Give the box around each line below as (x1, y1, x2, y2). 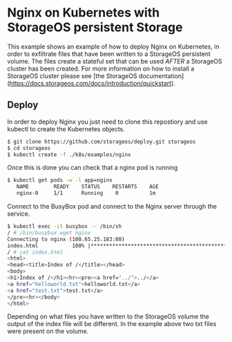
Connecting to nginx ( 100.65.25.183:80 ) (7, 236, 126, 243)
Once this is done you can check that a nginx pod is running (7, 164, 178, 172)
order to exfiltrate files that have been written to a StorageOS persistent (7, 50, 211, 58)
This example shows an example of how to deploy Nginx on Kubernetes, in (7, 42, 220, 50)
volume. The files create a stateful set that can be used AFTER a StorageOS (7, 57, 222, 65)
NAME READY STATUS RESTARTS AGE (16, 183, 159, 191)
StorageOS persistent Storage (7, 19, 183, 35)
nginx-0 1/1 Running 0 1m (16, 190, 156, 197)
